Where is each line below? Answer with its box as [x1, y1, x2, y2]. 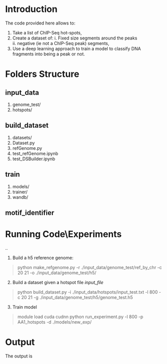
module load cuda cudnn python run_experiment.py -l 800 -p [17, 314, 144, 320]
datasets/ [12, 134, 32, 140]
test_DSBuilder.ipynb [12, 156, 56, 162]
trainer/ [12, 189, 28, 195]
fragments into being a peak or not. [12, 51, 85, 57]
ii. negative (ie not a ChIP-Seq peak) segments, [12, 40, 110, 46]
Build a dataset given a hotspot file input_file [12, 279, 104, 285]
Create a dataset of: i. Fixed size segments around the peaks [12, 35, 138, 41]
